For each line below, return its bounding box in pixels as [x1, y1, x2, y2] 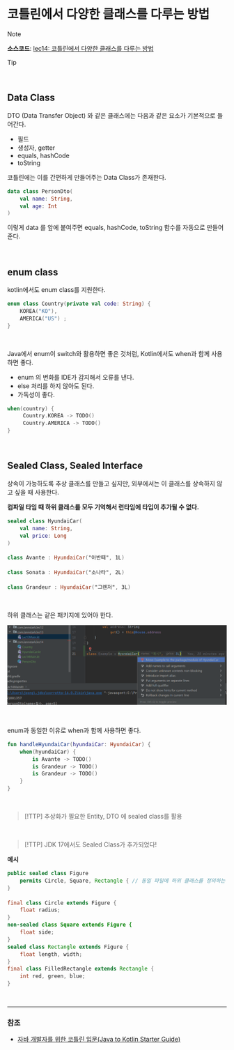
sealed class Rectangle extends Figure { [7, 943, 130, 950]
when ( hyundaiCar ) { [19, 748, 77, 755]
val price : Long [19, 532, 68, 539]
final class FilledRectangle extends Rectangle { [7, 966, 155, 973]
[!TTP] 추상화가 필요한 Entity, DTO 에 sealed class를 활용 [24, 812, 182, 821]
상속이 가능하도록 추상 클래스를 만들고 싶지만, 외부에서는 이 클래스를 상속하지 [7, 479, 216, 488]
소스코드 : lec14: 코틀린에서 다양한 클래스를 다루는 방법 [7, 44, 155, 52]
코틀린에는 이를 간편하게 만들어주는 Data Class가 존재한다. [7, 173, 166, 181]
